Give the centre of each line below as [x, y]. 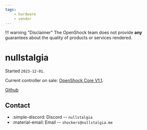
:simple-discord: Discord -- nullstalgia [52, 117]
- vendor [23, 19]
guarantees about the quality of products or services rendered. [69, 38]
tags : [11, 10]
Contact [18, 105]
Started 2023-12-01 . [25, 71]
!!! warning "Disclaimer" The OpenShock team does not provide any [74, 33]
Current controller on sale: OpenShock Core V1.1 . [54, 81]
